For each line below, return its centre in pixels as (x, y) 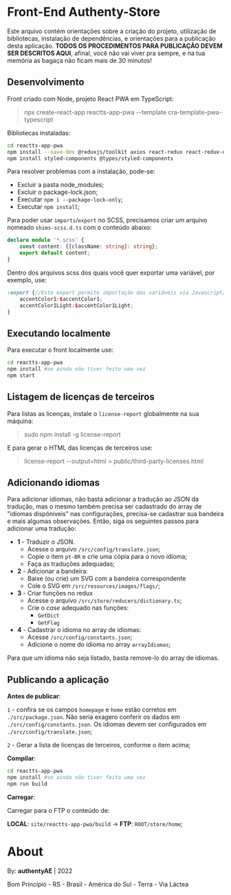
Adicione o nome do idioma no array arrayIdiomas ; (99, 645)
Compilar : (22, 758)
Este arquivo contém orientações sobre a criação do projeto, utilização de (112, 31)
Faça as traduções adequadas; (71, 564)
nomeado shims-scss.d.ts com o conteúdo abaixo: (80, 228)
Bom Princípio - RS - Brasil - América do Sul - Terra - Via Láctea (98, 884)
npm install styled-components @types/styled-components (90, 158)
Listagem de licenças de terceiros (81, 397)
